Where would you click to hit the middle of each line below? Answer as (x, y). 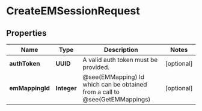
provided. (96, 67)
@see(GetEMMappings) (117, 99)
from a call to (101, 92)
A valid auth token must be (120, 60)
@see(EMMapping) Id (114, 77)
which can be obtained (115, 84)
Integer (66, 88)
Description (121, 50)
